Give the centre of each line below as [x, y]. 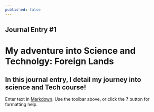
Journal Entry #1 [31, 30]
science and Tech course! [46, 87]
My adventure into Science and [70, 51]
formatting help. [21, 105]
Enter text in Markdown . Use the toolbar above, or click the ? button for [77, 99]
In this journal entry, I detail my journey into [73, 79]
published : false [23, 10]
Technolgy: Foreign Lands [60, 61]
